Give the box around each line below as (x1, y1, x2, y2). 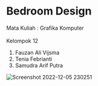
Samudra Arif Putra (15, 62, 64, 69)
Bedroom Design (6, 4, 92, 18)
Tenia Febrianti (15, 55, 53, 62)
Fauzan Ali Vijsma (15, 48, 59, 56)
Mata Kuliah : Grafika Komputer (6, 24, 84, 31)
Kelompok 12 (6, 37, 38, 44)
